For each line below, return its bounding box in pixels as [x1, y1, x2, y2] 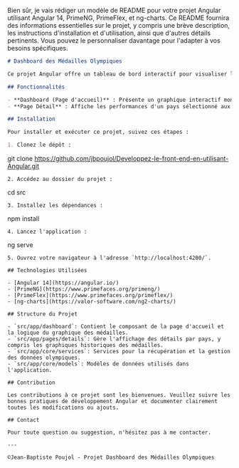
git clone [7, 155, 33, 162]
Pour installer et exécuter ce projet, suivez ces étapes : [7, 128, 190, 136]
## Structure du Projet [7, 311, 78, 318]
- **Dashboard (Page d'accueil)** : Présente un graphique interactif [7, 96, 221, 103]
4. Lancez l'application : [7, 228, 87, 235]
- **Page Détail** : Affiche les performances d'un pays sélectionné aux [7, 103, 231, 110]
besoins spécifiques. [7, 44, 69, 52]
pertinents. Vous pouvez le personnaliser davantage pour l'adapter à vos [7, 36, 221, 45]
